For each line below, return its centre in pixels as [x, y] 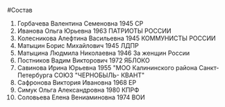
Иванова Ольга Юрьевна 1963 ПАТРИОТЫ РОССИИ [94, 31]
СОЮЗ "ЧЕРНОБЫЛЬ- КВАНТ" [100, 75]
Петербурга [35, 75]
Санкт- [209, 68]
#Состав [20, 10]
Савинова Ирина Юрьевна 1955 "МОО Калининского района [107, 68]
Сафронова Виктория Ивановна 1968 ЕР [77, 82]
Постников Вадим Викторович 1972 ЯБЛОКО [84, 60]
